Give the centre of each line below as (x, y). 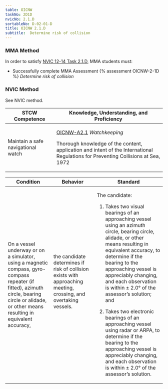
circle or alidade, (27, 300)
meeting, (63, 287)
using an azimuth (125, 225)
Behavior (73, 181)
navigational (22, 147)
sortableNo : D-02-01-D (29, 24)
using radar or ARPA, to (132, 330)
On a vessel (21, 244)
